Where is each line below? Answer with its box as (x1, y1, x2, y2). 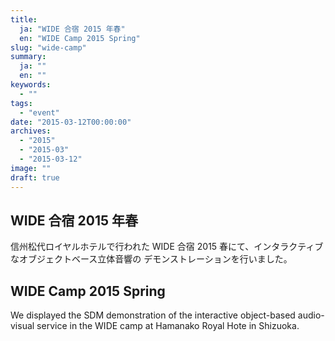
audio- (297, 309, 325, 321)
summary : (10, 52, 47, 62)
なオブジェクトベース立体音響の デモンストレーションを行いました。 (10, 253, 293, 265)
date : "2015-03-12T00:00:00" (10, 117, 132, 127)
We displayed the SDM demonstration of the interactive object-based (10, 309, 296, 321)
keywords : (10, 80, 52, 90)
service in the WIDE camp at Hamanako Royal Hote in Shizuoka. (36, 320, 300, 332)
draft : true (10, 172, 60, 183)
